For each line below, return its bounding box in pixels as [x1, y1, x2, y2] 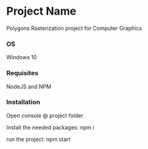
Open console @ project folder [6, 112, 83, 119]
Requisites [6, 69, 38, 78]
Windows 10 [6, 54, 37, 61]
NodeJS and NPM [6, 82, 52, 90]
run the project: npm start [6, 136, 71, 143]
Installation [6, 98, 41, 106]
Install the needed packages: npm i [6, 123, 94, 131]
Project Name [6, 4, 77, 18]
